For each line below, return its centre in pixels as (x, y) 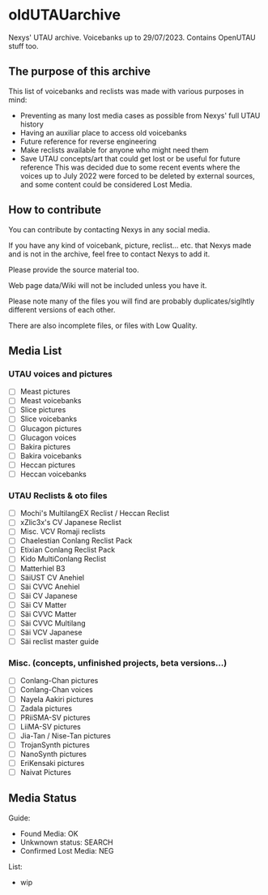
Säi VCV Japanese (51, 632)
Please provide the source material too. (74, 269)
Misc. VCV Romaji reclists (63, 531)
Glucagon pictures (51, 428)
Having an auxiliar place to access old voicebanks (104, 132)
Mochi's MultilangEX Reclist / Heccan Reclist (95, 514)
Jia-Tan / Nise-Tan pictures (65, 735)
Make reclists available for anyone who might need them (114, 150)
